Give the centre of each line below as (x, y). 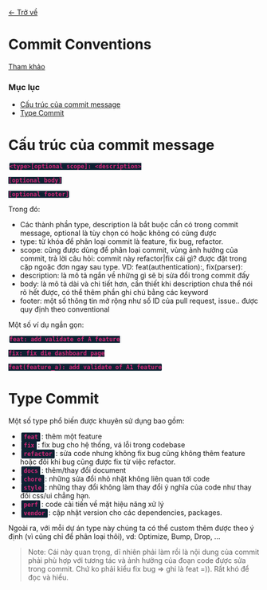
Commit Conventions (80, 45)
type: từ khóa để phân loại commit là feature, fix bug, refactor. (122, 242)
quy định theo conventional (65, 309)
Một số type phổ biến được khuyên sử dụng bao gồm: (96, 421)
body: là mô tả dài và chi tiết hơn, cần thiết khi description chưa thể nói (136, 284)
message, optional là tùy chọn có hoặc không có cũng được (118, 233)
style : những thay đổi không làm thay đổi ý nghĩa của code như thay (138, 487)
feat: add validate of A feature (65, 340)
